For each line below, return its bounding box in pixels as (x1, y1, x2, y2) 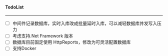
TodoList (5, 4, 24, 10)
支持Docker (12, 45, 36, 51)
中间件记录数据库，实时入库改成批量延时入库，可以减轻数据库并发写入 (12, 20, 157, 26)
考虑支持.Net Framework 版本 (12, 33, 73, 39)
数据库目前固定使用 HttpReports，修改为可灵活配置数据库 (12, 39, 131, 45)
